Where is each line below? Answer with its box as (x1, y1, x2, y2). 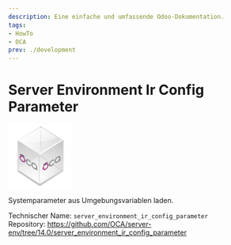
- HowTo (8, 29, 34, 37)
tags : (8, 21, 26, 29)
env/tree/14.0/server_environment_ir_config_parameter (8, 228, 187, 237)
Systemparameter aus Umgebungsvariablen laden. (8, 196, 174, 205)
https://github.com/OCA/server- (47, 220, 152, 229)
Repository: (8, 220, 46, 229)
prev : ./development (8, 46, 77, 55)
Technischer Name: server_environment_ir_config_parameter (8, 211, 208, 220)
